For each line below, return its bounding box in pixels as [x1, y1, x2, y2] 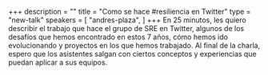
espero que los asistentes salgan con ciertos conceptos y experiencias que [8, 49, 258, 58]
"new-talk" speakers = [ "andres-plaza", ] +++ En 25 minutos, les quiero [8, 15, 246, 25]
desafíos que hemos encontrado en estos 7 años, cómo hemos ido [8, 32, 228, 41]
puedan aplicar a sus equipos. [8, 57, 108, 67]
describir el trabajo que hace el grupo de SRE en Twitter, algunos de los [8, 24, 245, 33]
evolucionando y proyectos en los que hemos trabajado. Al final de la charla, [8, 41, 261, 50]
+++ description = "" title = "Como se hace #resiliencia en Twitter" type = [8, 7, 251, 16]
